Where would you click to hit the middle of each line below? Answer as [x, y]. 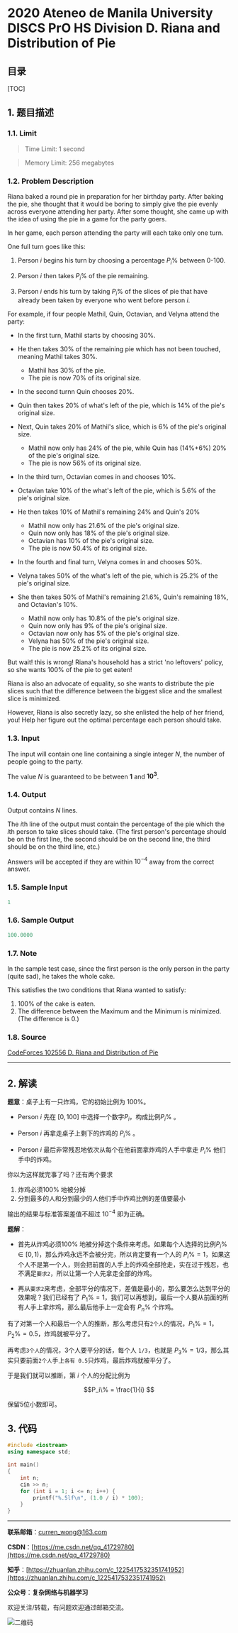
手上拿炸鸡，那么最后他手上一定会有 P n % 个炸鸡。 [104, 1308]
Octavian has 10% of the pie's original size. [91, 541]
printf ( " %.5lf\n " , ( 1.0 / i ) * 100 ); [89, 1498]
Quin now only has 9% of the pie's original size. [98, 626]
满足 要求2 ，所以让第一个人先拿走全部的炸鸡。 [90, 1273]
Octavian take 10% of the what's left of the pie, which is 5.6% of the [117, 490]
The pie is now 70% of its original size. [85, 378]
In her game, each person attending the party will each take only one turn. [115, 233]
